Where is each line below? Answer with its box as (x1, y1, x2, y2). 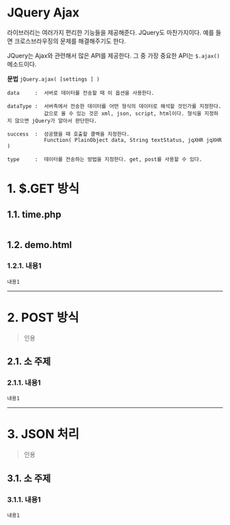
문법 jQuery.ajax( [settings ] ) (7, 74, 100, 83)
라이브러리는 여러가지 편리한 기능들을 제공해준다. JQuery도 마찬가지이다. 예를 (7, 28, 214, 36)
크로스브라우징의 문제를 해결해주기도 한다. (14, 36, 127, 45)
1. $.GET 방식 (7, 181, 80, 197)
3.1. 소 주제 (7, 472, 51, 484)
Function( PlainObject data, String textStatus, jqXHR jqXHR (43, 136, 222, 143)
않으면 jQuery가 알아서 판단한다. (14, 117, 98, 124)
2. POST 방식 (7, 310, 79, 325)
